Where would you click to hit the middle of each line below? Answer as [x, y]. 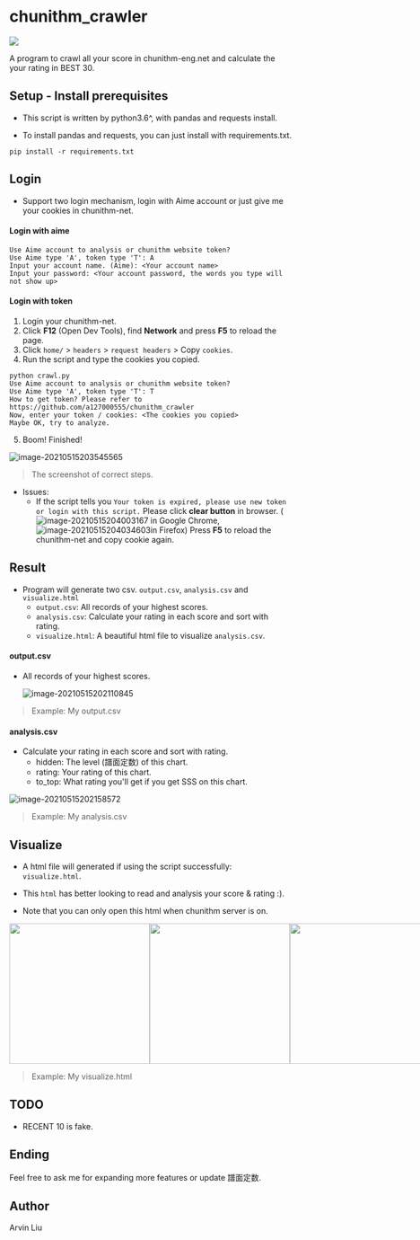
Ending [30, 1155]
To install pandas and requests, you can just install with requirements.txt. [157, 135]
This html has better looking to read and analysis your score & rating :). [153, 893]
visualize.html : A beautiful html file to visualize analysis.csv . [150, 635]
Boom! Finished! [52, 439]
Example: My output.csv [76, 711]
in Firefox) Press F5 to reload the [211, 530]
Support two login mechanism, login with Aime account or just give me [153, 200]
